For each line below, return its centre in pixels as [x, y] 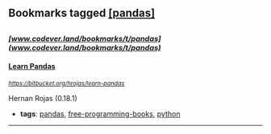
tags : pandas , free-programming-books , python [100, 114]
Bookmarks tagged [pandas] [82, 13]
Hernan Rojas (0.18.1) [43, 98]
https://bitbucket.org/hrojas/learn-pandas [67, 83]
